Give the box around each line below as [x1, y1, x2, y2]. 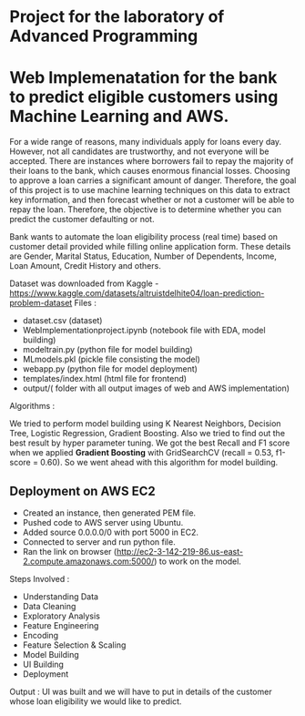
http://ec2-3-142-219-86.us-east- [117, 546, 244, 557]
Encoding [22, 629, 59, 640]
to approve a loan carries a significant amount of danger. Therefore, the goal [9, 175, 297, 186]
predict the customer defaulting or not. [9, 214, 155, 225]
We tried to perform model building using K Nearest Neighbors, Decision [9, 418, 281, 429]
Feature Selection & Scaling [22, 639, 127, 650]
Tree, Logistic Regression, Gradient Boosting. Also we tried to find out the [9, 428, 285, 439]
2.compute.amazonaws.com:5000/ [22, 556, 155, 567]
